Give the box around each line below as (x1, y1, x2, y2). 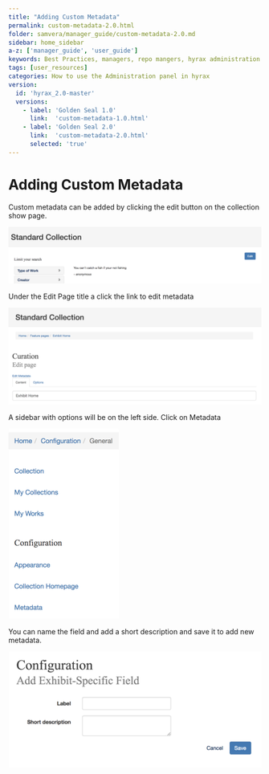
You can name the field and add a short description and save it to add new (8, 627, 255, 637)
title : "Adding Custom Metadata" (8, 13, 120, 21)
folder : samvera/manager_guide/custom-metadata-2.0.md (8, 30, 196, 38)
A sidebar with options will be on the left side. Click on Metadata (8, 413, 222, 422)
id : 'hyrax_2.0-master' (15, 89, 95, 97)
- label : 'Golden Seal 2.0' (22, 123, 116, 132)
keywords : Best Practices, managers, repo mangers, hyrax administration (8, 55, 261, 63)
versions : (15, 97, 48, 106)
